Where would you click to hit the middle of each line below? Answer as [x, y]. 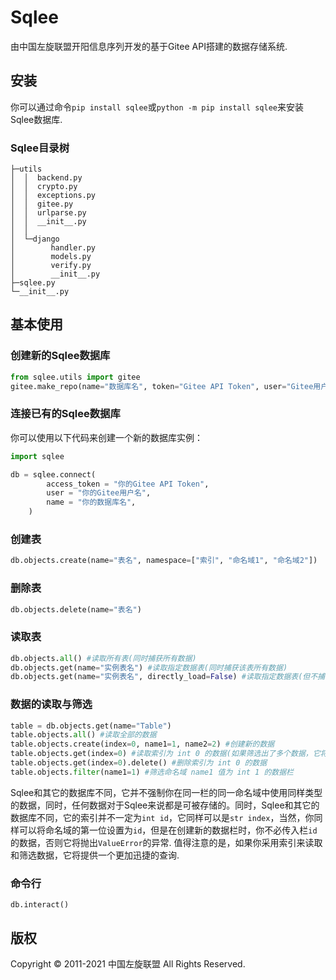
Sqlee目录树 [40, 148]
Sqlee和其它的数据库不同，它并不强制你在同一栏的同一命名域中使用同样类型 [166, 792]
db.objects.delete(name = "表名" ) [76, 609]
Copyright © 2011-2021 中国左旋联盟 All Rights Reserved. [128, 963]
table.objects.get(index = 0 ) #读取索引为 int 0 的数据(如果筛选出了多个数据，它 [165, 754]
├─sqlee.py [33, 283]
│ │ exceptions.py [53, 196]
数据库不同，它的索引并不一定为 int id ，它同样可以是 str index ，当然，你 [162, 817]
